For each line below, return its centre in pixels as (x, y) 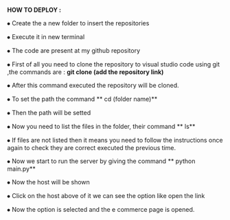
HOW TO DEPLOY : (34, 10)
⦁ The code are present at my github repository (74, 50)
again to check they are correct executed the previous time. (92, 148)
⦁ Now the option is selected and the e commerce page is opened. (101, 209)
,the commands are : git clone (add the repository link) (85, 72)
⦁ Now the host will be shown (49, 182)
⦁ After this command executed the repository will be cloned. (93, 85)
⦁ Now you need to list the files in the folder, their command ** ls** (101, 126)
